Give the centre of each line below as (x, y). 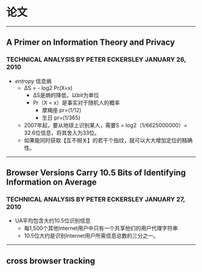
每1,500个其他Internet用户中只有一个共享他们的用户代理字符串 (101, 228)
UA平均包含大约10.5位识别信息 (53, 221)
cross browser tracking (51, 261)
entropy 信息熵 (33, 81)
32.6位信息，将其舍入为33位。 (62, 133)
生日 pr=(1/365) (61, 118)
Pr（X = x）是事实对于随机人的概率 (76, 103)
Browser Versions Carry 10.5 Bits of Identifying (96, 173)
